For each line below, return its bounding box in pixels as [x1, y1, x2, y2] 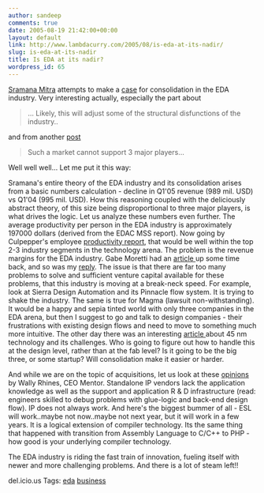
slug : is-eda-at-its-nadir [8, 48, 97, 56]
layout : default [8, 33, 61, 42]
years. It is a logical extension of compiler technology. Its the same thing [8, 420, 243, 429]
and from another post [8, 132, 81, 141]
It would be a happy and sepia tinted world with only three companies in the [8, 303, 255, 313]
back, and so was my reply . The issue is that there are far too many [8, 262, 226, 271]
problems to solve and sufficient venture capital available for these [8, 270, 225, 280]
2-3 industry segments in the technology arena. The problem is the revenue [8, 245, 255, 254]
